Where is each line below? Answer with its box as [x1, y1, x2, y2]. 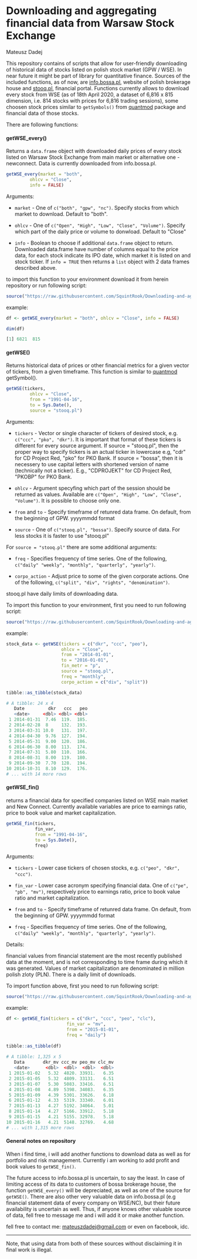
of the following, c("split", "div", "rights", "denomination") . [14, 579, 170, 586]
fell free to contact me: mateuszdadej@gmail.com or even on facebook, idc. [6, 1223, 189, 1230]
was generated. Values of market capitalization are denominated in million [6, 965, 185, 972]
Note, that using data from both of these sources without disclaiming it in [6, 1240, 182, 1247]
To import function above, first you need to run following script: [6, 982, 159, 989]
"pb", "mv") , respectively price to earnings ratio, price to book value [14, 888, 181, 895]
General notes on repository [6, 1138, 76, 1145]
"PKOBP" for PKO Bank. [14, 473, 72, 480]
